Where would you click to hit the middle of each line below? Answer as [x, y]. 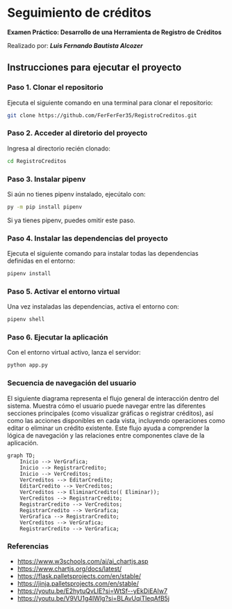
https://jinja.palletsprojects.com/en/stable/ [78, 583]
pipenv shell [26, 319]
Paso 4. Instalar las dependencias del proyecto [88, 238]
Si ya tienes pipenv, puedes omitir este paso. [71, 220]
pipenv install [29, 274]
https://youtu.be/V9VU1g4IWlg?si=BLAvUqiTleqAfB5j [93, 598]
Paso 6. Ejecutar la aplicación [58, 337]
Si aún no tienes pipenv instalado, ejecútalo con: [76, 194]
